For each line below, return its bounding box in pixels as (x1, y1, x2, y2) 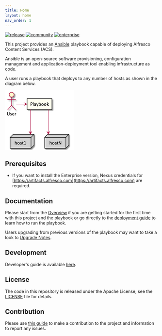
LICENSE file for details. (5, 293, 53, 299)
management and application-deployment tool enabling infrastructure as (5, 61, 150, 67)
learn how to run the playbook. (5, 220, 66, 225)
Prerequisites (5, 160, 47, 168)
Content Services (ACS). (5, 47, 54, 52)
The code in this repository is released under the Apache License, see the (5, 288, 153, 294)
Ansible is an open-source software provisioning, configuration (5, 56, 131, 62)
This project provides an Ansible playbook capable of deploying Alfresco (5, 41, 150, 47)
